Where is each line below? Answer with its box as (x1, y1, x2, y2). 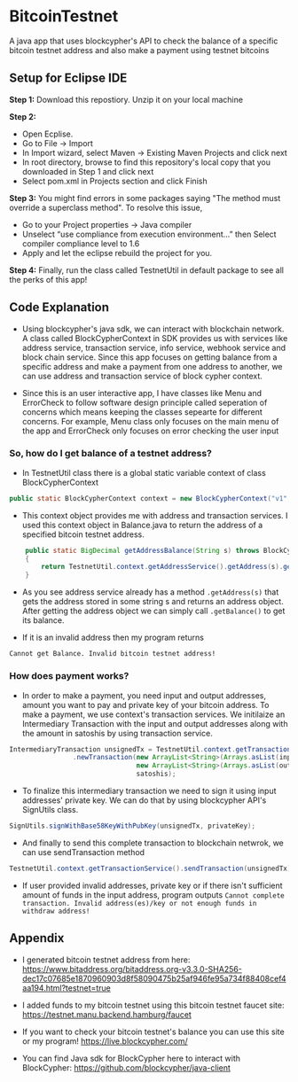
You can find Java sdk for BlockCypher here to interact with (21, 1053, 241, 1063)
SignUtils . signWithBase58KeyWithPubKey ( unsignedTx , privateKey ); (9, 821, 255, 830)
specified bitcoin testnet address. (21, 529, 145, 540)
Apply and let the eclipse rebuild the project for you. (21, 247, 213, 258)
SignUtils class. (21, 805, 79, 815)
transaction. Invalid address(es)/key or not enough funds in (21, 899, 257, 907)
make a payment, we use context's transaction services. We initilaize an (21, 709, 286, 720)
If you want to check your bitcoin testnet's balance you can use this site (21, 1026, 286, 1037)
